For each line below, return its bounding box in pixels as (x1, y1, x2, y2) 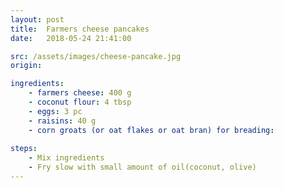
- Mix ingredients (28, 153, 105, 163)
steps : (10, 144, 38, 154)
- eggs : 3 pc (28, 106, 83, 116)
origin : (10, 61, 43, 71)
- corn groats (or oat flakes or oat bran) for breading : (28, 125, 275, 135)
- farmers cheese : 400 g (28, 88, 132, 98)
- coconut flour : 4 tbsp (28, 97, 132, 107)
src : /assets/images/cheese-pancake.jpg (10, 51, 182, 61)
